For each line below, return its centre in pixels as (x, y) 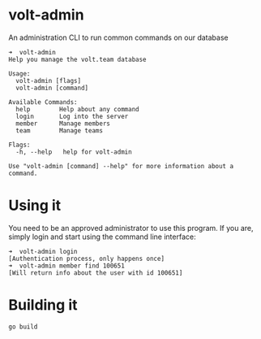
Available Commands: (43, 102)
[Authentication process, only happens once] (86, 259)
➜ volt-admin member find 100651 (67, 266)
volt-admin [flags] (49, 80)
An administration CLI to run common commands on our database (118, 37)
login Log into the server (72, 116)
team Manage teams (60, 130)
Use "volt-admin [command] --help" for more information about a (121, 166)
